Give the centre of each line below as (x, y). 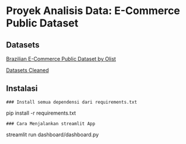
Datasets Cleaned (27, 70)
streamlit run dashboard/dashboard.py (53, 134)
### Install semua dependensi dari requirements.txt (72, 102)
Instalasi (22, 89)
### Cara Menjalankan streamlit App (51, 124)
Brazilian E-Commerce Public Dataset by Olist (61, 59)
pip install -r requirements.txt (41, 113)
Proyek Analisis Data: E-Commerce (93, 11)
